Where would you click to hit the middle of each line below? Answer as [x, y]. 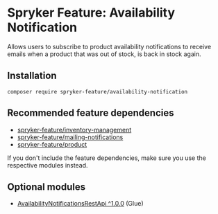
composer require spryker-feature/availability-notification [98, 91]
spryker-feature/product [52, 144]
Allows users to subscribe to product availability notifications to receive [109, 46]
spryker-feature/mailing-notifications [70, 137]
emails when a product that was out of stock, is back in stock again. [104, 54]
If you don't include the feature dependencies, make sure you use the [107, 158]
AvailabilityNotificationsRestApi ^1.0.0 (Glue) [80, 204]
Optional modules [46, 187]
